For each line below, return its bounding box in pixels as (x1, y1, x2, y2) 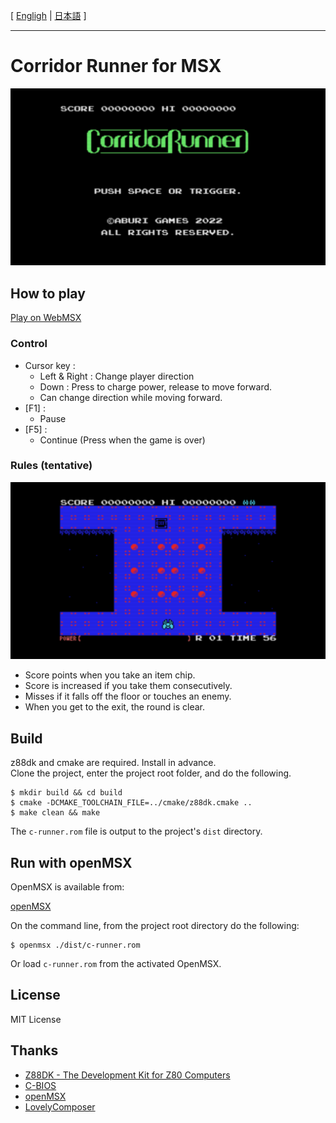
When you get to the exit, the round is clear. (24, 701, 206, 713)
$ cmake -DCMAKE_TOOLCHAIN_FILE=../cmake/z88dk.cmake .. (10, 798, 253, 808)
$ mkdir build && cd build (10, 788, 123, 798)
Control (10, 337, 48, 351)
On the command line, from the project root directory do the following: (10, 919, 300, 931)
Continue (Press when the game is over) (39, 434, 206, 446)
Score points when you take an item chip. (24, 669, 196, 681)
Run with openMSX (10, 854, 133, 871)
